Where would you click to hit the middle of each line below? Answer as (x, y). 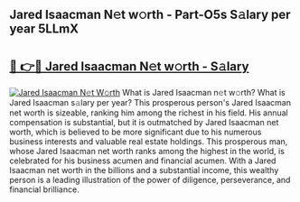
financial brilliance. (44, 189)
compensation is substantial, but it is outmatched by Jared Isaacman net (144, 122)
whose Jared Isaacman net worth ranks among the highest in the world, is (147, 151)
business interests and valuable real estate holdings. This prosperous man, (149, 142)
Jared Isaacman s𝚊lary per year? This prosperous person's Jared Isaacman (150, 102)
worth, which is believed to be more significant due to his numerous (136, 132)
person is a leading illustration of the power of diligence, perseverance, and (150, 180)
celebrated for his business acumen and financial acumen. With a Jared (143, 161)
